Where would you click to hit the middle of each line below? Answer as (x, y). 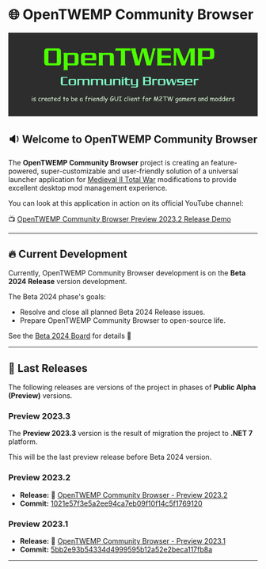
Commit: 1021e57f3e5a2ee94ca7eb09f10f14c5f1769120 (111, 503)
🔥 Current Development (68, 254)
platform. (23, 442)
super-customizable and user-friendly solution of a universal (140, 171)
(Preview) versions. (40, 396)
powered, (24, 171)
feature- (224, 162)
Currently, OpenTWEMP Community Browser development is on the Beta (127, 273)
